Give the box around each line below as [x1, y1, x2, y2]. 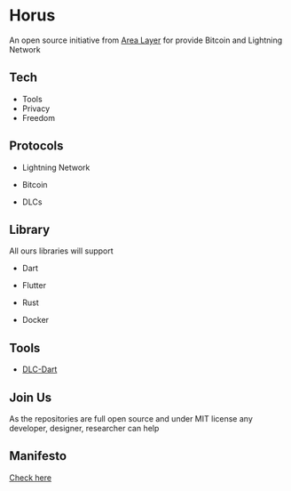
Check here [9, 472, 51, 483]
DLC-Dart [21, 364, 58, 374]
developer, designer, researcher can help [9, 423, 160, 433]
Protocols [9, 139, 64, 154]
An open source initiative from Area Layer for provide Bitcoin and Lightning [9, 35, 283, 45]
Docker [21, 315, 50, 326]
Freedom [21, 112, 56, 123]
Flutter [21, 280, 47, 291]
